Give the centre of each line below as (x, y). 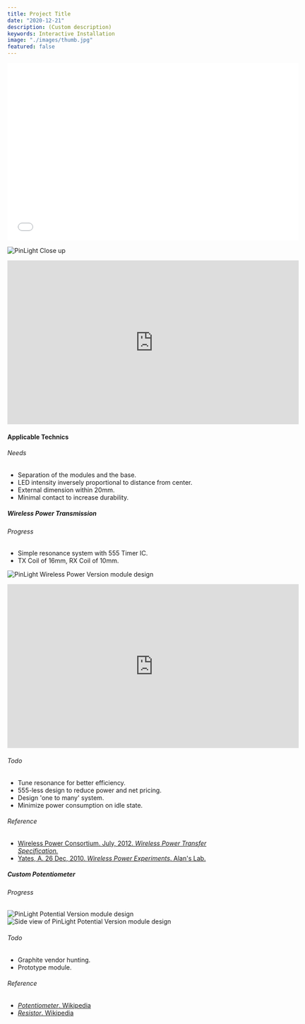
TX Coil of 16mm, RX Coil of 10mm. (68, 561)
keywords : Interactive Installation (61, 34)
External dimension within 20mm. (66, 490)
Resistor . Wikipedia (46, 1013)
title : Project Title (39, 14)
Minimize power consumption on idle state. (80, 805)
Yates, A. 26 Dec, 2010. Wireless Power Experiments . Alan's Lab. (112, 858)
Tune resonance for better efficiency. (71, 782)
